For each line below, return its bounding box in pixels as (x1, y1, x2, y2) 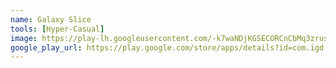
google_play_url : (10, 42, 83, 53)
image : (10, 33, 38, 43)
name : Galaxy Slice (10, 14, 92, 25)
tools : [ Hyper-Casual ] (10, 24, 105, 34)
